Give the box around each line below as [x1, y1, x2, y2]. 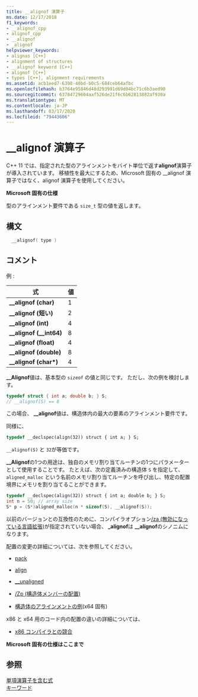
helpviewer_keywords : [6, 48, 60, 54]
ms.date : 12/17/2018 [6, 14, 58, 20]
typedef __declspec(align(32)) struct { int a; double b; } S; [6, 493, 166, 499]
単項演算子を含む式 [6, 676, 53, 684]
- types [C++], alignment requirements [6, 75, 105, 81]
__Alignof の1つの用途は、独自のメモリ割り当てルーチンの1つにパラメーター [6, 459, 190, 466]
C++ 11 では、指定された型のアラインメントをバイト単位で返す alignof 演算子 [6, 162, 193, 169]
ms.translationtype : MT [6, 97, 65, 103]
